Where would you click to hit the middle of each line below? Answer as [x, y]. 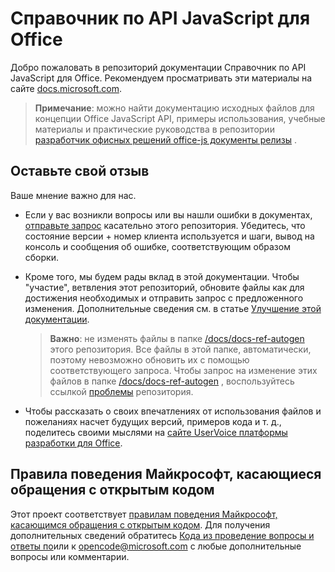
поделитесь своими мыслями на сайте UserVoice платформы [156, 432]
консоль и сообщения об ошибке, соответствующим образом [157, 246]
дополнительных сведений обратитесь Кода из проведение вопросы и [162, 535]
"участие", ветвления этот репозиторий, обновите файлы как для [164, 287]
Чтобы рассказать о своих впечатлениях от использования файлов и [173, 411]
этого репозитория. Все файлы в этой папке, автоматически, [180, 349]
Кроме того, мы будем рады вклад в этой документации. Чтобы [162, 276]
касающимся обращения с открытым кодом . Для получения [140, 524]
